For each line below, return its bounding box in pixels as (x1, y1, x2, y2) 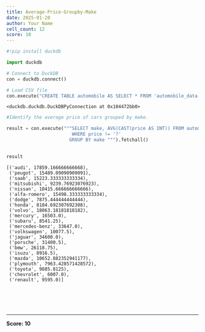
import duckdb (6, 59, 43, 65)
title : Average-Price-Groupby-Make (6, 9, 97, 15)
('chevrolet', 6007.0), (9, 271, 70, 278)
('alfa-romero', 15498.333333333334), (9, 191, 108, 197)
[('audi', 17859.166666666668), (6, 164, 88, 171)
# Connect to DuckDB (6, 70, 59, 76)
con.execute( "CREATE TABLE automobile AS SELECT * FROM (6, 93, 151, 99)
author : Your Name (6, 20, 53, 26)
